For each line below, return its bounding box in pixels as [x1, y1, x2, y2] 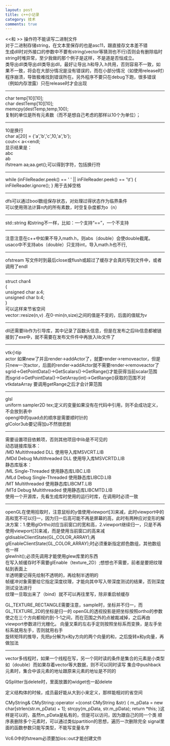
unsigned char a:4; [5, 289, 45, 295]
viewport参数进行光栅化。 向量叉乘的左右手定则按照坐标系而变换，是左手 [5, 621, 158, 627]
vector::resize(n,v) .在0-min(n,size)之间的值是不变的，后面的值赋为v [5, 312, 147, 318]
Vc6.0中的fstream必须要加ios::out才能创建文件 [5, 735, 102, 741]
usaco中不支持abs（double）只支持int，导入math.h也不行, [5, 241, 127, 248]
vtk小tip [5, 350, 22, 356]
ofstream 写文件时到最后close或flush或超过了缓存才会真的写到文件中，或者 [5, 257, 162, 263]
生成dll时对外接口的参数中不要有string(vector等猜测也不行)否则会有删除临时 [5, 49, 163, 55]
